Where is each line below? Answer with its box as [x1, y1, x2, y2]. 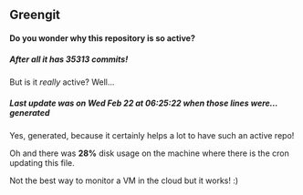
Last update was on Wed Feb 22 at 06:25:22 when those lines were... [9, 97, 278, 108]
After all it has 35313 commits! [9, 54, 129, 65]
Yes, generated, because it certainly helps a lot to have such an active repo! [9, 129, 295, 140]
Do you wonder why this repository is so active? [9, 32, 196, 44]
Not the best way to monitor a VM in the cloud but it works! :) [9, 175, 239, 186]
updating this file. [9, 157, 75, 168]
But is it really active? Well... [9, 77, 115, 87]
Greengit [9, 7, 61, 23]
